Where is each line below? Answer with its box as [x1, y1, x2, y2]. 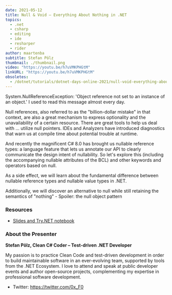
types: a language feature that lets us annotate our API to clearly [5, 146, 141, 152]
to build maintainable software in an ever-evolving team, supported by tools [5, 257, 165, 264]
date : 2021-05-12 [5, 7, 42, 13]
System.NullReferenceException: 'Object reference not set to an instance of [5, 93, 165, 99]
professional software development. [5, 274, 81, 280]
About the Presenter [5, 230, 57, 237]
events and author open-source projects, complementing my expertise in [5, 268, 160, 275]
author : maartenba [5, 50, 45, 56]
